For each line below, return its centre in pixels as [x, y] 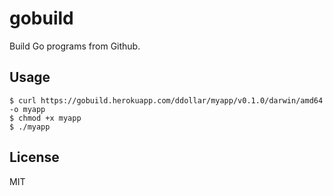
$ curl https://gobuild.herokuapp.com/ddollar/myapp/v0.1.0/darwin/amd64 [166, 100]
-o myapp [27, 109]
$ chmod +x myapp [45, 118]
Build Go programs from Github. [75, 46]
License [34, 157]
